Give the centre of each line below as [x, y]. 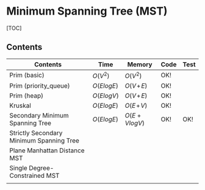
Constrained [27, 176]
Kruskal [20, 106]
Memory [140, 64]
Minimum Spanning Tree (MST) [87, 11]
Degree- [41, 168]
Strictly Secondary [36, 133]
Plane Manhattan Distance [47, 150]
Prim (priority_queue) [40, 86]
